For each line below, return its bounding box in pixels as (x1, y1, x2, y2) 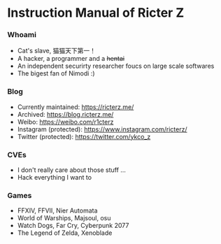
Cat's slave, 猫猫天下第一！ (17, 47, 97, 55)
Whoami (7, 30, 37, 40)
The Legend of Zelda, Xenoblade (17, 229, 113, 237)
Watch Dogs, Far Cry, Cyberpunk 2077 (17, 222, 129, 230)
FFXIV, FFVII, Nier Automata (17, 206, 98, 215)
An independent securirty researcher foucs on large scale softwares (17, 62, 215, 71)
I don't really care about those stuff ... (17, 166, 126, 174)
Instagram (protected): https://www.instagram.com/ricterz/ (17, 124, 187, 134)
